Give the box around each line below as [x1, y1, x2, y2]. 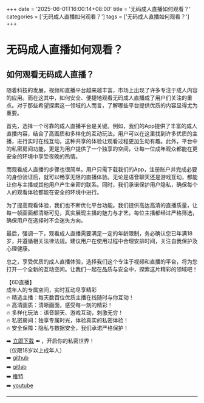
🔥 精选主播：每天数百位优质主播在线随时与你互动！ [6, 294, 135, 301]
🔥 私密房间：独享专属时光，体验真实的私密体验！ [6, 316, 129, 324]
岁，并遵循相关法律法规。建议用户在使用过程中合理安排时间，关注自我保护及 [6, 237, 198, 244]
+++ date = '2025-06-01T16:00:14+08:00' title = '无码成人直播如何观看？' [6, 5, 191, 12]
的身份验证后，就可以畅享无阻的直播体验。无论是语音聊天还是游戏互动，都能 [6, 173, 198, 180]
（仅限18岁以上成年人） [6, 347, 66, 354]
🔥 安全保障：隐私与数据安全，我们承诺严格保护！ [6, 324, 129, 331]
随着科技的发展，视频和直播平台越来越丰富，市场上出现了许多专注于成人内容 [6, 87, 198, 93]
